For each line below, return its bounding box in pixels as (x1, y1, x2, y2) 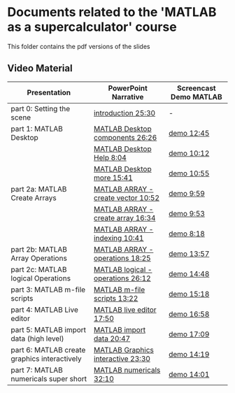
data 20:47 (93, 334, 131, 343)
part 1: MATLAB (10, 124, 63, 134)
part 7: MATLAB (10, 365, 63, 375)
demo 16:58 (169, 309, 210, 319)
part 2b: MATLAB (10, 244, 68, 254)
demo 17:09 (169, 329, 210, 339)
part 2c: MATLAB (10, 264, 67, 274)
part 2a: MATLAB (10, 184, 67, 194)
